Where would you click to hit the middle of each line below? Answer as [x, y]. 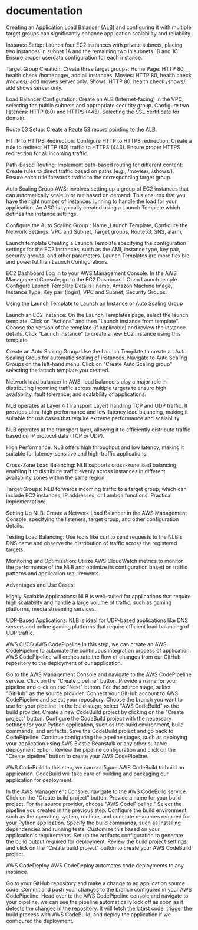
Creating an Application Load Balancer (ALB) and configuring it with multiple [99, 27]
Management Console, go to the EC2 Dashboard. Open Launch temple [92, 279]
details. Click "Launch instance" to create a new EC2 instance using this [93, 333]
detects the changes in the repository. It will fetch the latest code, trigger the [99, 908]
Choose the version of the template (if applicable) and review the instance [96, 327]
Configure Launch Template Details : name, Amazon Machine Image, [89, 286]
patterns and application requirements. [53, 573]
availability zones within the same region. [56, 477]
